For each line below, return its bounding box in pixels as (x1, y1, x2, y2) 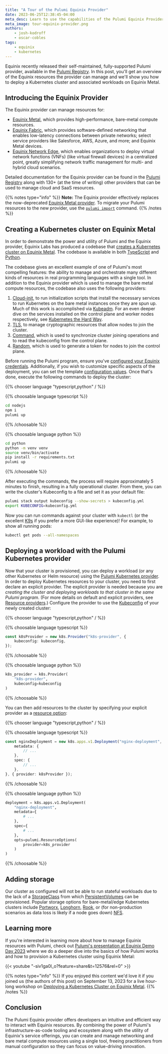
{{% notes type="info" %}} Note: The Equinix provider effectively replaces (5, 194, 159, 200)
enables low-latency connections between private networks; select (12, 132, 151, 138)
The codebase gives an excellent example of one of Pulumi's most (5, 264, 142, 270)
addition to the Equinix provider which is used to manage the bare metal (5, 280, 153, 286)
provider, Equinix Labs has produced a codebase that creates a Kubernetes (5, 244, 160, 250)
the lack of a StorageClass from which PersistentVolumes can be (5, 894, 139, 900)
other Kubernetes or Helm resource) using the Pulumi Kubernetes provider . (5, 573, 159, 579)
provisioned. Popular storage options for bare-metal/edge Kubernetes (5, 899, 149, 905)
